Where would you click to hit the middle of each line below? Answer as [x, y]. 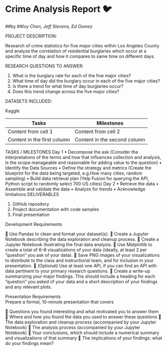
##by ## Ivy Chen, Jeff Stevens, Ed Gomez [49, 26]
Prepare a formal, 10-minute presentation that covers [59, 302]
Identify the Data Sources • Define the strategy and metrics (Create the [79, 168]
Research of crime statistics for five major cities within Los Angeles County [82, 45]
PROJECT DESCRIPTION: [31, 36]
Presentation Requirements [33, 296]
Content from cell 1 [30, 131]
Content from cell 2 [97, 131]
